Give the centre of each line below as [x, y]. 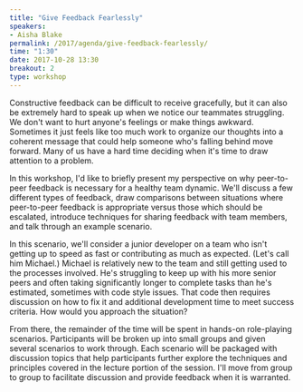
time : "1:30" [34, 52]
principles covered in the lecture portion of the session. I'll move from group [151, 367]
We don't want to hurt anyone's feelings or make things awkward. [132, 122]
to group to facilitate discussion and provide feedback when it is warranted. [150, 377]
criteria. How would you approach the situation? [99, 311]
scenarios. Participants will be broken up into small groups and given [137, 338]
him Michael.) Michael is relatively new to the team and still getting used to [148, 263]
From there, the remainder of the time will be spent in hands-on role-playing [151, 328]
